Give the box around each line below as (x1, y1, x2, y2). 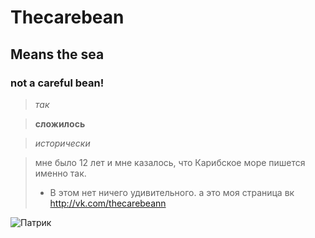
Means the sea (10, 46, 105, 63)
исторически (34, 137, 91, 149)
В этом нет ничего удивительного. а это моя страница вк (49, 186, 295, 198)
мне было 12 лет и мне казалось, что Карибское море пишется (34, 156, 306, 168)
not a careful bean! (10, 76, 105, 90)
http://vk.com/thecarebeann (49, 197, 167, 209)
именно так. (34, 167, 87, 179)
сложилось (34, 117, 86, 130)
